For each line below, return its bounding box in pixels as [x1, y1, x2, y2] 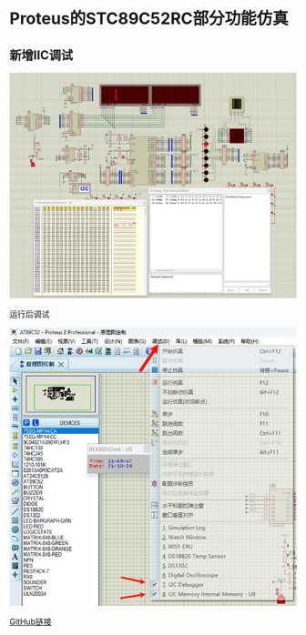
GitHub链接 [9, 616, 52, 627]
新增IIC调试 [9, 47, 74, 63]
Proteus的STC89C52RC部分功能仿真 [9, 8, 289, 29]
